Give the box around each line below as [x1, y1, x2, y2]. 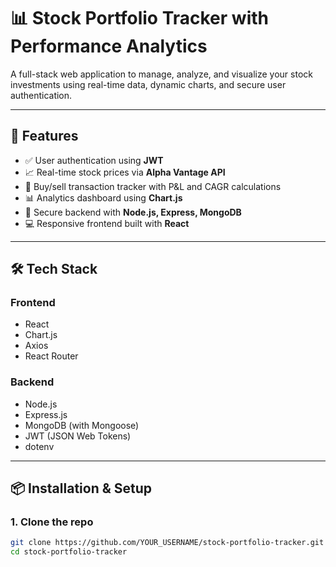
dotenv [24, 440, 55, 452]
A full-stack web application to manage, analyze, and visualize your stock [10, 68, 313, 80]
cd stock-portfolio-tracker [10, 547, 128, 557]
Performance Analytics [10, 35, 208, 58]
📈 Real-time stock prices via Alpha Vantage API [24, 166, 226, 178]
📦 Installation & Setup [10, 480, 153, 497]
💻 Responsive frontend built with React [24, 217, 190, 229]
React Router [24, 350, 79, 362]
